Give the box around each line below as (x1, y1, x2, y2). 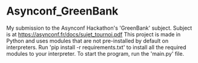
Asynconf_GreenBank (6, 4, 119, 18)
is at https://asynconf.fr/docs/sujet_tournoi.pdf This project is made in (6, 30, 180, 38)
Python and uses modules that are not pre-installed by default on (6, 37, 169, 44)
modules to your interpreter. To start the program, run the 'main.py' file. (6, 50, 185, 57)
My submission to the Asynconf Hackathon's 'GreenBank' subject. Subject (6, 24, 193, 31)
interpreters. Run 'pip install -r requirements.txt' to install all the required (6, 44, 186, 51)
